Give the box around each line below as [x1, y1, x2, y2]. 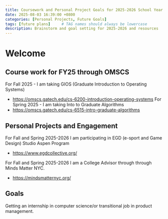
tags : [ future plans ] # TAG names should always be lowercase [5, 21, 147, 27]
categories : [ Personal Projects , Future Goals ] [5, 17, 107, 22]
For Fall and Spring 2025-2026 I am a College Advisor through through [5, 160, 152, 166]
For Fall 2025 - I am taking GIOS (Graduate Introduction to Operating [5, 81, 147, 87]
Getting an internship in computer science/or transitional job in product [5, 202, 152, 209]
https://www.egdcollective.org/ [12, 150, 77, 156]
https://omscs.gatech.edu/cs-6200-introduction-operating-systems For [12, 96, 162, 102]
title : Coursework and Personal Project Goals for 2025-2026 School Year [5, 7, 163, 13]
